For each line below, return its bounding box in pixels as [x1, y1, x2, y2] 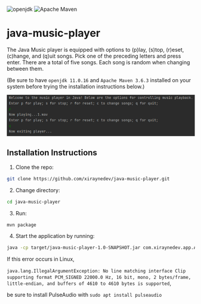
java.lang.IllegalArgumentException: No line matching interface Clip [7, 268, 186, 274]
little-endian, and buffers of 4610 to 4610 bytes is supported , [7, 280, 172, 287]
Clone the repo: [15, 164, 54, 171]
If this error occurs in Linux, [7, 256, 75, 263]
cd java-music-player [7, 199, 61, 205]
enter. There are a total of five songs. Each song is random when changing [7, 58, 190, 65]
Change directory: [15, 186, 60, 193]
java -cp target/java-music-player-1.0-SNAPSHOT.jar [7, 245, 141, 251]
